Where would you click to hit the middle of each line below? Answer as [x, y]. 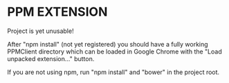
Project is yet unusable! [40, 31]
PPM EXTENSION [57, 12]
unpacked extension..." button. [51, 58]
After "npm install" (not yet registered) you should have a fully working [108, 44]
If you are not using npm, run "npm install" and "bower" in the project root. [113, 72]
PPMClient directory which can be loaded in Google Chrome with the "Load [115, 51]
